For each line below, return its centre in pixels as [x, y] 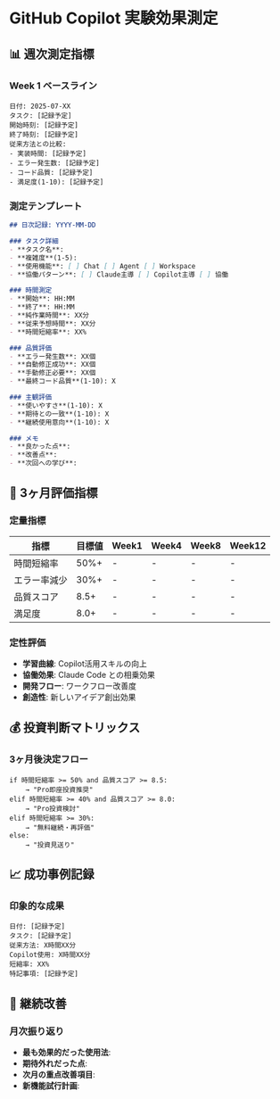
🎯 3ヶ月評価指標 [54, 493]
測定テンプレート [46, 206]
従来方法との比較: [38, 144]
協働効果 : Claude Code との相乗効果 [89, 675]
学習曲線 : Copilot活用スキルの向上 [84, 664]
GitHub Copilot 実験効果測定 [114, 18]
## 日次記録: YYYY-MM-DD [53, 225]
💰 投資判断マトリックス [75, 728]
